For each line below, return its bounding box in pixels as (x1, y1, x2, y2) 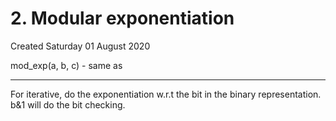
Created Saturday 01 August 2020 (10, 40, 151, 52)
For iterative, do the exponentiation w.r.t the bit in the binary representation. (10, 88, 322, 100)
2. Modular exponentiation (10, 7, 235, 30)
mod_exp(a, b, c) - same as (10, 59, 123, 71)
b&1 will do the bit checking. (10, 98, 126, 111)
